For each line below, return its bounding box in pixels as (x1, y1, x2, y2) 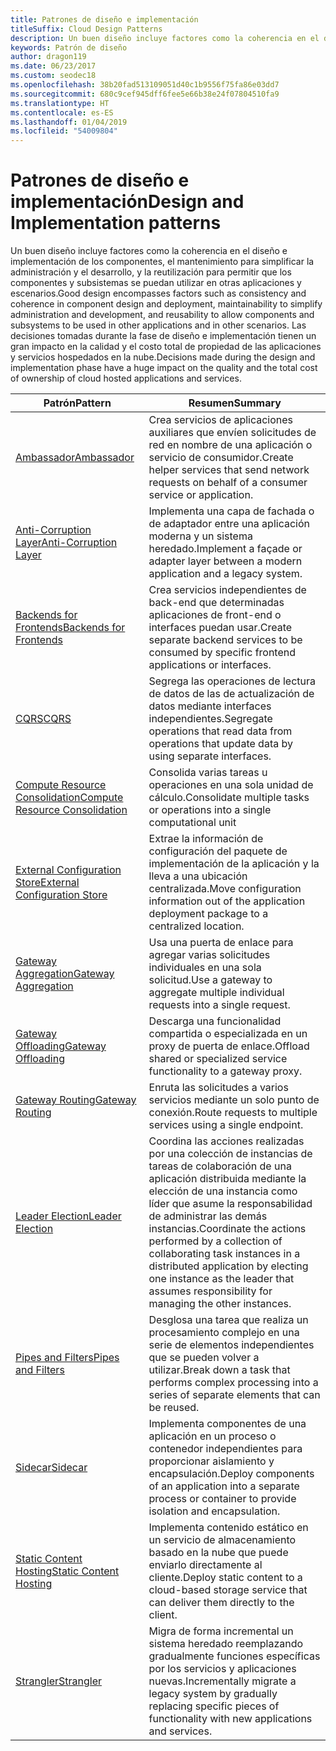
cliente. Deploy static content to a (148, 1571, 303, 1585)
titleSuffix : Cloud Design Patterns (10, 24, 163, 34)
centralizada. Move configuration (148, 882, 302, 896)
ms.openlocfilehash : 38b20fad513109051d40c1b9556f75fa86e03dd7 (10, 80, 280, 90)
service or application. (148, 488, 254, 502)
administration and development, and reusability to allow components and (10, 309, 315, 321)
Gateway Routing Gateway (15, 1093, 137, 1107)
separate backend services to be (148, 633, 303, 647)
